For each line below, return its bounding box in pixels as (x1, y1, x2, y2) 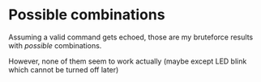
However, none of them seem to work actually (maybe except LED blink (8, 56, 247, 66)
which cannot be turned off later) (8, 64, 119, 74)
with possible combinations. (8, 40, 102, 50)
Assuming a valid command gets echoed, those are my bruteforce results (8, 32, 254, 42)
